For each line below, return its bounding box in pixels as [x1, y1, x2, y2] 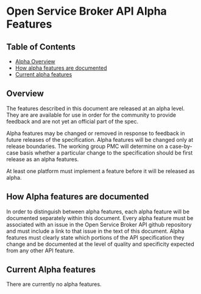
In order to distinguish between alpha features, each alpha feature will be [6, 208, 190, 215]
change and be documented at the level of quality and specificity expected [6, 240, 195, 248]
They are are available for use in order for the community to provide [6, 111, 177, 119]
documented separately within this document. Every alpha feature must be [6, 214, 194, 221]
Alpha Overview [15, 58, 56, 65]
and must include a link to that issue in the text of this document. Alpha [6, 227, 185, 235]
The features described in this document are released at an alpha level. [6, 105, 185, 112]
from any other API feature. [6, 246, 75, 254]
